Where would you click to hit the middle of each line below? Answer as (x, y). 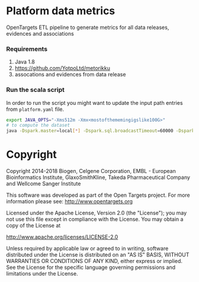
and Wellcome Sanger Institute (44, 184)
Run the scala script (36, 90)
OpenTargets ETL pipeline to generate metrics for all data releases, (88, 27)
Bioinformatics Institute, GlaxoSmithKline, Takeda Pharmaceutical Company (98, 177)
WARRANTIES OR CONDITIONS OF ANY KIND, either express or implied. (94, 261)
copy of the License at (33, 226)
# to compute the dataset (38, 126)
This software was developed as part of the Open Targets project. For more (98, 195)
